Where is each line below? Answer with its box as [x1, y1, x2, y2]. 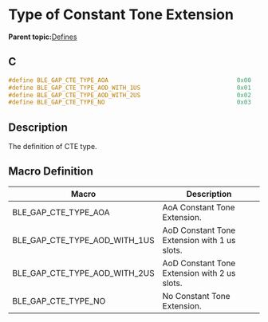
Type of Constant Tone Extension [8, 6, 234, 24]
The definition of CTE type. [8, 142, 97, 151]
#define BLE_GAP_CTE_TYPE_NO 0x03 [8, 98, 251, 107]
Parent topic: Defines [8, 32, 77, 41]
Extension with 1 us [162, 234, 236, 245]
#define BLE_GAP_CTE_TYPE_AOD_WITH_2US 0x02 [8, 91, 251, 99]
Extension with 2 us [162, 267, 236, 278]
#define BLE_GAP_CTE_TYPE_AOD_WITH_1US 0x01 [8, 84, 251, 92]
